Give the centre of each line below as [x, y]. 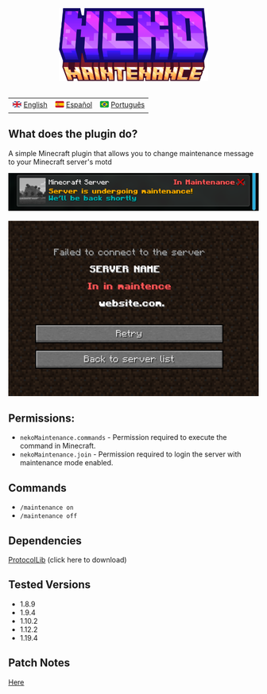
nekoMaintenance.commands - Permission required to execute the [123, 437]
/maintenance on [46, 508]
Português [128, 105]
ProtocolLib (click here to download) [68, 560]
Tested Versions [50, 585]
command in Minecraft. [58, 446]
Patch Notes [39, 663]
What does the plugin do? [73, 134]
